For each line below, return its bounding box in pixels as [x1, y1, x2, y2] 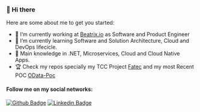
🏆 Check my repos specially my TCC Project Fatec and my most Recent [14, 63, 194, 70]
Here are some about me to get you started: [6, 19, 115, 26]
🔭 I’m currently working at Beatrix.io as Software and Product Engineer [14, 31, 190, 38]
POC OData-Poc [14, 72, 56, 79]
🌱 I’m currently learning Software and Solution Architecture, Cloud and [14, 37, 189, 45]
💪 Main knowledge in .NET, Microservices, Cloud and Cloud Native [14, 50, 180, 57]
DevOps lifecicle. [14, 43, 57, 51]
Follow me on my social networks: [6, 86, 93, 93]
